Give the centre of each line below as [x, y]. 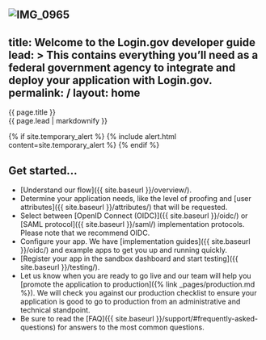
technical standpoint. [55, 310]
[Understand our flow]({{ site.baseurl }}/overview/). [106, 190]
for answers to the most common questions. [131, 327]
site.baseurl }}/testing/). [60, 267]
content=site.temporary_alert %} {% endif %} [84, 145]
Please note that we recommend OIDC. [85, 233]
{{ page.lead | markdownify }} [58, 121]
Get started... [43, 170]
